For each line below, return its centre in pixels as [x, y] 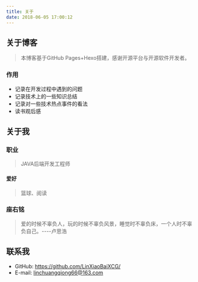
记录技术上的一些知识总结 [46, 96]
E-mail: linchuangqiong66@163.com [59, 273]
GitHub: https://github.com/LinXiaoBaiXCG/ [68, 266]
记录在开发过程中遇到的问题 [49, 89]
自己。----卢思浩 [46, 231]
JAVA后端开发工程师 [45, 164]
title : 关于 [20, 12]
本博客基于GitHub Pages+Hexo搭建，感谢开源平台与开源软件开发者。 [105, 58]
